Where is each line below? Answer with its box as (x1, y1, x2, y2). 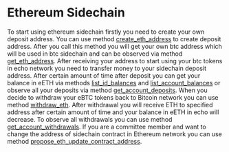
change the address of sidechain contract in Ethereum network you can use (7, 129, 222, 138)
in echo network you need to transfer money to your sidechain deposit (7, 64, 207, 72)
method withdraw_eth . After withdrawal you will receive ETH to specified (7, 100, 213, 109)
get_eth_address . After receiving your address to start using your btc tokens (7, 56, 223, 65)
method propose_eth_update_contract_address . (7, 137, 142, 145)
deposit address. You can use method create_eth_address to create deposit (7, 34, 221, 43)
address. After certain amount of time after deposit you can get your (7, 71, 201, 80)
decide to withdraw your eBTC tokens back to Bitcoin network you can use (7, 93, 219, 101)
